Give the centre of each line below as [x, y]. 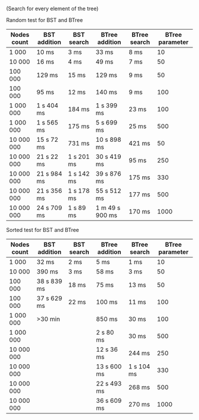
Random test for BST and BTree [44, 20]
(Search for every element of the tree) [52, 9]
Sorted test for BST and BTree [43, 230]
